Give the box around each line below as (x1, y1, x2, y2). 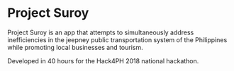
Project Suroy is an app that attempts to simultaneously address (7, 28, 194, 37)
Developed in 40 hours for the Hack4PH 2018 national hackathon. (7, 56, 199, 65)
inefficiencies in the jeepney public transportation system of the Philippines (7, 35, 228, 44)
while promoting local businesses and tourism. (7, 43, 143, 51)
